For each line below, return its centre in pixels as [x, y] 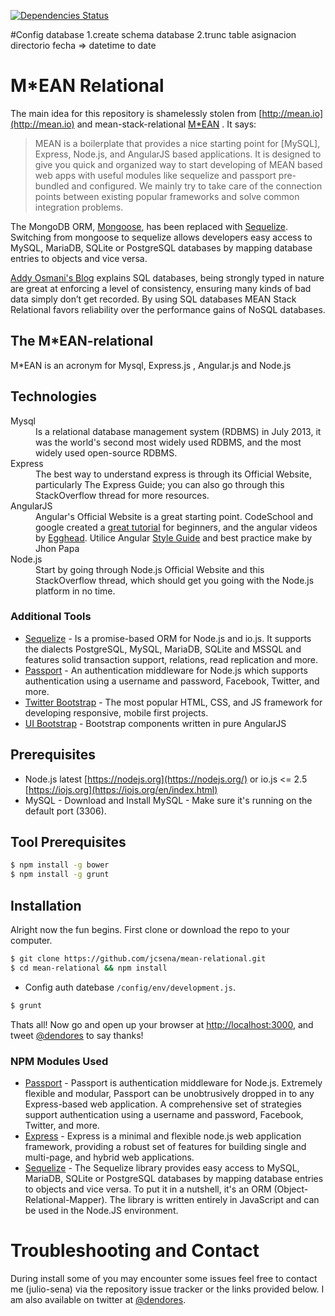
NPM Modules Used [59, 1061]
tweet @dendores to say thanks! [77, 1035]
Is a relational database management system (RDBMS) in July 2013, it [178, 431]
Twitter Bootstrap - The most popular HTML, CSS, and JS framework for [173, 702]
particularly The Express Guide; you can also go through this [160, 484]
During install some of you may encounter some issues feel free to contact [164, 1278]
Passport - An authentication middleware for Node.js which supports [166, 670]
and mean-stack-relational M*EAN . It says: [166, 124]
